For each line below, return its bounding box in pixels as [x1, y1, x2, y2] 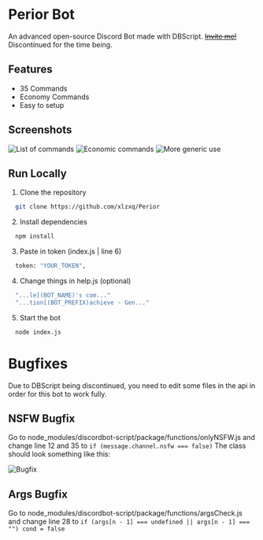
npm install [15, 232, 55, 241]
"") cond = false [8, 525, 65, 533]
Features [8, 63, 53, 76]
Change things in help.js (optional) [19, 276, 131, 285]
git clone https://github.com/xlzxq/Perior [15, 203, 160, 211]
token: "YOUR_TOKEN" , [15, 262, 87, 270]
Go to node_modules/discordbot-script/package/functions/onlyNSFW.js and [8, 433, 256, 442]
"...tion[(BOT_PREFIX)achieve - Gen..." [15, 298, 150, 306]
